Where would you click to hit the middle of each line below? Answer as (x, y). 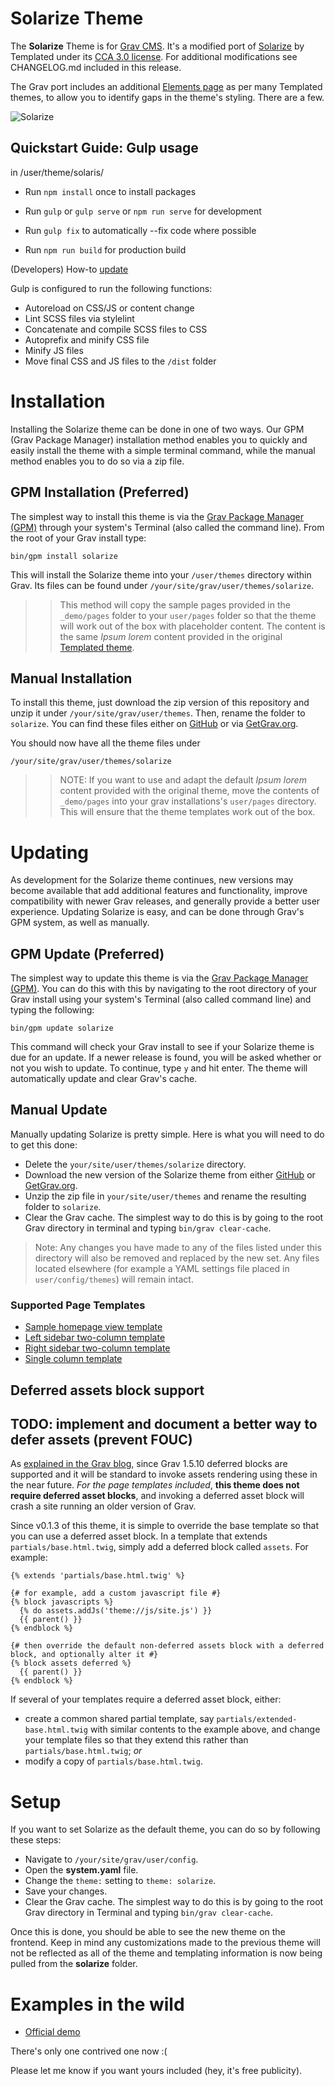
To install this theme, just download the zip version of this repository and (160, 703)
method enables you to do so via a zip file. (97, 461)
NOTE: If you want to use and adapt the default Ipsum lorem (183, 780)
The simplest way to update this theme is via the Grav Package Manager (159, 978)
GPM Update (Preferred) (87, 953)
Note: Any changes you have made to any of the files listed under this (178, 1247)
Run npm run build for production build (105, 249)
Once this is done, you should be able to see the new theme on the (148, 1932)
